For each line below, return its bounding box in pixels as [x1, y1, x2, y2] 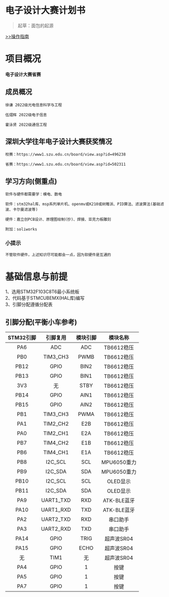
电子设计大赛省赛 [5, 71, 41, 77]
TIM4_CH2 [43, 439, 69, 447]
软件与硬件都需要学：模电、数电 [5, 192, 62, 197]
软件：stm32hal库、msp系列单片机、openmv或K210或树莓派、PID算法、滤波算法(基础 [5, 202, 161, 207]
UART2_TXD [41, 516, 71, 523]
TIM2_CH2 [43, 420, 69, 427]
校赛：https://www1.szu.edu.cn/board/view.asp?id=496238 [5, 152, 126, 157]
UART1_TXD [41, 497, 71, 504]
